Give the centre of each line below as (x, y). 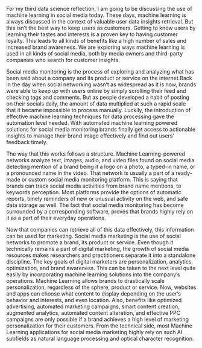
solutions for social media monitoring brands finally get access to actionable (101, 129)
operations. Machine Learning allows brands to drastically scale (85, 281)
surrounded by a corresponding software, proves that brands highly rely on (100, 211)
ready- (184, 173)
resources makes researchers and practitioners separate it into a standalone (101, 255)
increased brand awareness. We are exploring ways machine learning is (96, 47)
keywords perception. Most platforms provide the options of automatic (94, 192)
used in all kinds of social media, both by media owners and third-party (95, 53)
